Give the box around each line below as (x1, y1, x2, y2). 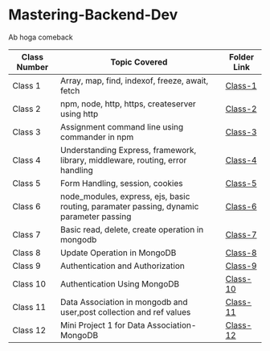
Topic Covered (110, 56, 168, 68)
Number (16, 61, 49, 72)
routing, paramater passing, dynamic (59, 200, 199, 212)
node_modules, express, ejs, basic (59, 191, 190, 202)
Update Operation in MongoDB (59, 247, 177, 258)
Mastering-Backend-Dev (8, 6, 178, 24)
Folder (228, 51, 255, 62)
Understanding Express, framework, (59, 144, 197, 155)
